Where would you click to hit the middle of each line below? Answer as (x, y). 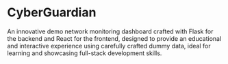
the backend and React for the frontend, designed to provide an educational (114, 38)
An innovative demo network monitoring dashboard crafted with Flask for (110, 31)
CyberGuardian (52, 13)
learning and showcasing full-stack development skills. (85, 53)
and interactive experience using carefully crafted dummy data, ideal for (109, 46)
